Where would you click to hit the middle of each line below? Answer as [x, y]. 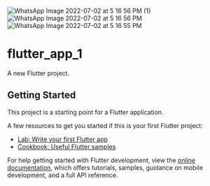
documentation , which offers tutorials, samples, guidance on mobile [105, 167]
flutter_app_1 [45, 54]
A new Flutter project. [38, 73]
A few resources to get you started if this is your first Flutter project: [105, 125]
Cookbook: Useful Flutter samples [66, 146]
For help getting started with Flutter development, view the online [101, 160]
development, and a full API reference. [63, 175]
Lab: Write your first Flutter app [63, 139]
